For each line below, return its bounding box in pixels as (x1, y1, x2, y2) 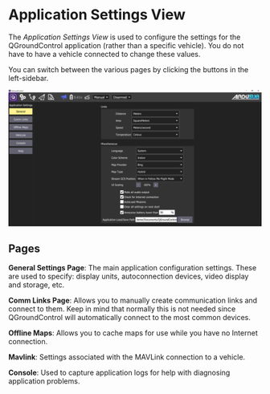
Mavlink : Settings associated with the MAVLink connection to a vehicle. (8, 352, 246, 362)
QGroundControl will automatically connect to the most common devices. (8, 313, 251, 323)
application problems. (8, 376, 80, 386)
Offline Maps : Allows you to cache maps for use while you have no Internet (8, 328, 259, 338)
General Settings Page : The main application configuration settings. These (8, 263, 257, 273)
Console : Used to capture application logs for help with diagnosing (8, 368, 231, 378)
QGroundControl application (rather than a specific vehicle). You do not (8, 40, 244, 50)
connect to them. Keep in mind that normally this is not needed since (8, 304, 236, 314)
